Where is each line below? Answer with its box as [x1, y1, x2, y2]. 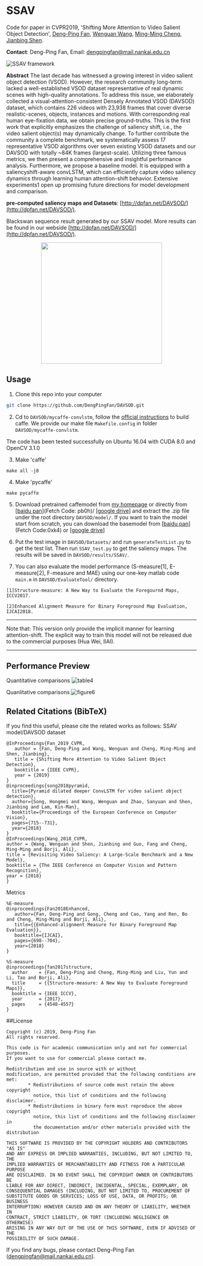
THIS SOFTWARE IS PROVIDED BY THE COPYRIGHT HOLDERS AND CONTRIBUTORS [6, 1140, 188, 1147]
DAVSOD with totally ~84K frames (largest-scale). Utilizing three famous [6, 149, 187, 156]
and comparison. [6, 187, 48, 194]
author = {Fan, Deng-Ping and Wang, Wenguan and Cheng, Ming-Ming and [14, 746, 196, 752]
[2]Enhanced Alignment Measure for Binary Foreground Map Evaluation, [6, 603, 188, 609]
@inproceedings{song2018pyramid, [6, 783, 91, 789]
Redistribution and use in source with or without [6, 1066, 137, 1072]
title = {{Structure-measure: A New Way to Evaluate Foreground [11, 980, 188, 986]
